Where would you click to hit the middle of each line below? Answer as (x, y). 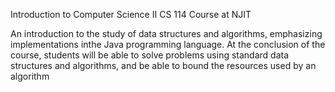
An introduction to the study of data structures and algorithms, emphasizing (166, 33)
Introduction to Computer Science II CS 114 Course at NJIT (131, 14)
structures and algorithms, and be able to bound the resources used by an (163, 65)
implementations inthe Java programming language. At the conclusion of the (168, 44)
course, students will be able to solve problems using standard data (150, 55)
